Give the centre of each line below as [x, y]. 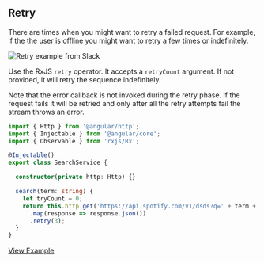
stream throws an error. [46, 112]
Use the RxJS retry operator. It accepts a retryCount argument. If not [121, 71]
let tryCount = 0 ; [53, 198]
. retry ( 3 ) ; [47, 221]
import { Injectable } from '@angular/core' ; [84, 134]
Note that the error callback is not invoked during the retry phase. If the [124, 95]
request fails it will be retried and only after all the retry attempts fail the [124, 103]
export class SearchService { [58, 163]
